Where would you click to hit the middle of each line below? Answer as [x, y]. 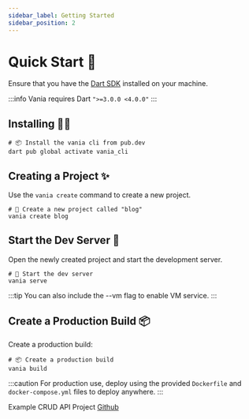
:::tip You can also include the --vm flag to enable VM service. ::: [113, 295]
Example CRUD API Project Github [64, 406]
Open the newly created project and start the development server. [115, 259]
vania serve [28, 281]
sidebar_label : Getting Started [61, 15]
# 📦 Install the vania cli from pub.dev [77, 143]
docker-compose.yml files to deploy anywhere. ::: [86, 391]
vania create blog [38, 217]
